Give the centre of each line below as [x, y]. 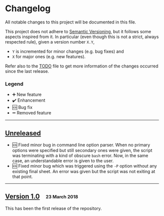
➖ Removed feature [31, 113]
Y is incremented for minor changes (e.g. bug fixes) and [68, 51]
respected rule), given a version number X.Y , [50, 42]
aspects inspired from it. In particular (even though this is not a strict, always [82, 37]
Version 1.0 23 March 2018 [41, 197]
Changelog [28, 9]
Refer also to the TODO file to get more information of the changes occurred [82, 66]
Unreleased [23, 133]
